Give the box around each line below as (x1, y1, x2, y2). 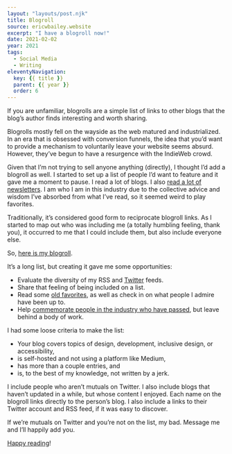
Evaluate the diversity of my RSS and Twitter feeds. (17, 276, 164, 285)
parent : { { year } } (13, 81, 70, 88)
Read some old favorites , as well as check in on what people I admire (17, 291, 215, 299)
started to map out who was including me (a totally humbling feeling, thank (7, 221, 220, 229)
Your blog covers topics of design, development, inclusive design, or (17, 339, 213, 348)
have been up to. (17, 298, 66, 306)
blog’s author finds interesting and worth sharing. (7, 114, 148, 122)
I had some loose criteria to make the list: (7, 326, 125, 335)
